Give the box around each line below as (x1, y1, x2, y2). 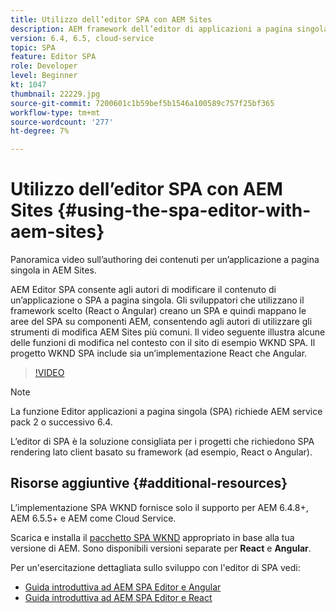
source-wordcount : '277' (10, 117, 114, 127)
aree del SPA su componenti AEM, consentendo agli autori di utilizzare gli (10, 316, 313, 328)
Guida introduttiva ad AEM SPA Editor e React (24, 591, 213, 603)
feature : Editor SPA (10, 52, 97, 62)
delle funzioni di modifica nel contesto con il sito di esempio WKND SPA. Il (10, 337, 316, 349)
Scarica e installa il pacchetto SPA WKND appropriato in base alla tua (10, 531, 295, 543)
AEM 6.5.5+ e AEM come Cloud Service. (10, 512, 177, 524)
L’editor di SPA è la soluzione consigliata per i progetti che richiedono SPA (10, 436, 315, 448)
